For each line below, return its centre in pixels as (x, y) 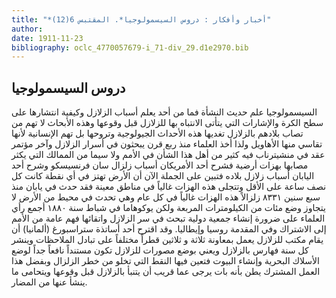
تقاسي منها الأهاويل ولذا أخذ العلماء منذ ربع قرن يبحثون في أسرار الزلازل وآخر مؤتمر (167, 144)
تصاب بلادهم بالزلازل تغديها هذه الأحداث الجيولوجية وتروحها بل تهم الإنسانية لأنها (157, 133)
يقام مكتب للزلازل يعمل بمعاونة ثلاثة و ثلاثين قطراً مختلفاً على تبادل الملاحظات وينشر (167, 240)
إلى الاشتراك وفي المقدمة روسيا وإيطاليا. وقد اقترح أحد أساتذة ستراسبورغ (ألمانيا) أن (169, 229)
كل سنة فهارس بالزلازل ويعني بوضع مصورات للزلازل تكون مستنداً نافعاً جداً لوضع (160, 250)
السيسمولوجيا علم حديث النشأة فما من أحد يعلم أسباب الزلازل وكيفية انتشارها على (164, 112)
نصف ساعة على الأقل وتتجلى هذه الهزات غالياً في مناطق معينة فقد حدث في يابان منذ (169, 187)
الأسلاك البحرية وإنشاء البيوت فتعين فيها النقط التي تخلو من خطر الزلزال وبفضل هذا (165, 261)
